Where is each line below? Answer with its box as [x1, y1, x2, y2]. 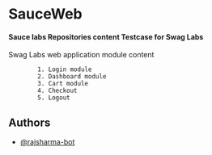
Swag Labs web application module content [8, 50, 155, 60]
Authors [8, 115, 51, 129]
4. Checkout [37, 86, 78, 95]
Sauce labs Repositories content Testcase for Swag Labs [8, 31, 204, 41]
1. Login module [37, 65, 92, 73]
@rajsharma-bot [19, 137, 75, 147]
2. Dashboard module [37, 73, 107, 81]
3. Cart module [37, 80, 89, 88]
